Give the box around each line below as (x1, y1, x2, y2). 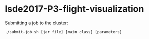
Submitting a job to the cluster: (5, 20, 68, 26)
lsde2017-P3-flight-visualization (5, 3, 144, 15)
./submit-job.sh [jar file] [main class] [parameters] (5, 29, 122, 34)
